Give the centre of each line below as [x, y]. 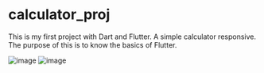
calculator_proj [59, 15]
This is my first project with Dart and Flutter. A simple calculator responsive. [132, 36]
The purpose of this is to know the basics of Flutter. [93, 44]
